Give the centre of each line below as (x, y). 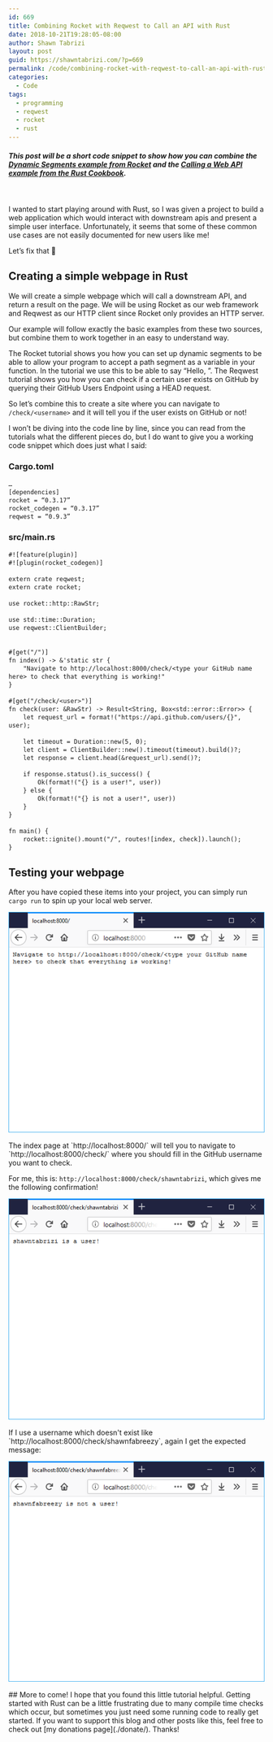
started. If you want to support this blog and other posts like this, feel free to (136, 1720)
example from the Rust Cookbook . (67, 173)
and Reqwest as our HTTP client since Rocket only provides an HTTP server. (136, 313)
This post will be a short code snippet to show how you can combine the (133, 155)
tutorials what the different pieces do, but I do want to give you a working (131, 437)
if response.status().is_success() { (87, 775)
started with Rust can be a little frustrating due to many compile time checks (136, 1703)
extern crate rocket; (45, 588)
